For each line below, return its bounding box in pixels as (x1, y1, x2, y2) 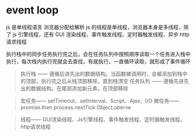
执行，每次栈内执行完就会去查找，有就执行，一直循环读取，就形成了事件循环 (6, 58, 191, 65)
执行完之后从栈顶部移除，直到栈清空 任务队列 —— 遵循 (40, 77, 174, 85)
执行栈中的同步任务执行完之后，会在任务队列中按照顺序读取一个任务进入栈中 (6, 50, 191, 57)
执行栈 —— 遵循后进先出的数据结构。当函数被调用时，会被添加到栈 (20, 70, 183, 77)
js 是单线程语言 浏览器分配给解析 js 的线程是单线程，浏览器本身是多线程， (6, 23, 184, 30)
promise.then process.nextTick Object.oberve (20, 103, 132, 111)
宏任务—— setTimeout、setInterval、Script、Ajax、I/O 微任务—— (20, 97, 180, 104)
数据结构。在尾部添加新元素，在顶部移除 (30, 85, 129, 92)
